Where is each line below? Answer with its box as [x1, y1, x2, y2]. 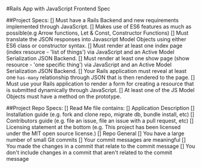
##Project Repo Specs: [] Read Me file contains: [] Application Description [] [6, 105, 195, 111]
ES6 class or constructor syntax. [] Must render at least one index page [6, 42, 183, 49]
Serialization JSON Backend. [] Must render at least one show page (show [6, 55, 190, 62]
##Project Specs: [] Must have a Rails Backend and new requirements [6, 17, 179, 23]
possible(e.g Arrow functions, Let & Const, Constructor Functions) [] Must [6, 29, 189, 36]
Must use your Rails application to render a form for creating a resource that [6, 80, 194, 87]
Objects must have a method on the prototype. [6, 93, 122, 100]
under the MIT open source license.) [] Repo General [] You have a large [6, 130, 185, 137]
